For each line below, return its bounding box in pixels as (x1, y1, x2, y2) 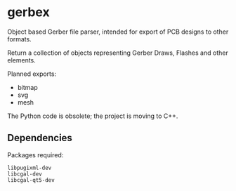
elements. (7, 55, 37, 64)
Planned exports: (7, 70, 57, 78)
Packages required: (7, 150, 64, 159)
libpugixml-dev (7, 164, 52, 171)
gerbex (7, 4, 51, 20)
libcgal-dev (7, 170, 42, 178)
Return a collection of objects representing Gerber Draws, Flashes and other (7, 48, 228, 57)
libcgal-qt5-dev (7, 176, 55, 183)
